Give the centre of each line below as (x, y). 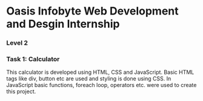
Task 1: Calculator (33, 59)
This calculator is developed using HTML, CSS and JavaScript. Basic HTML (100, 72)
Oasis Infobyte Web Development (92, 11)
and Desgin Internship (63, 24)
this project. (21, 91)
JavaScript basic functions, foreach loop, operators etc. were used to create (101, 85)
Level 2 (17, 43)
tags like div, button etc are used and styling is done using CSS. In (89, 79)
